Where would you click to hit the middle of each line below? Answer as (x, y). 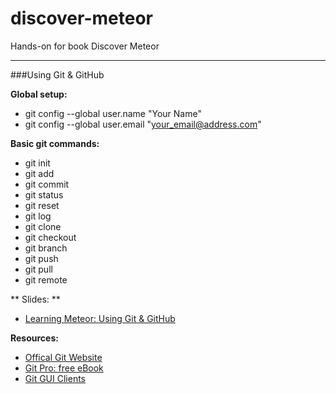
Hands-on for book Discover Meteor (85, 46)
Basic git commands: (55, 143)
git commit (47, 184)
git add (39, 173)
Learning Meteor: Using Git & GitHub (100, 318)
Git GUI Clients (55, 378)
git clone (43, 226)
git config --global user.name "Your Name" (113, 113)
